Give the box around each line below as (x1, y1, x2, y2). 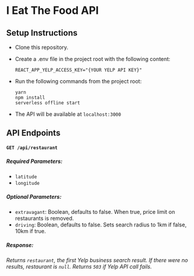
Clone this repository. (14, 43, 69, 51)
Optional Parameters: (6, 193, 62, 200)
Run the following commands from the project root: (14, 78, 142, 85)
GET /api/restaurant (6, 144, 58, 151)
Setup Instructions (6, 28, 78, 38)
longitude (14, 180, 40, 186)
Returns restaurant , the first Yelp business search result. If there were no (6, 256, 189, 263)
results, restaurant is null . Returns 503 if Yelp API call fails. (6, 263, 152, 270)
